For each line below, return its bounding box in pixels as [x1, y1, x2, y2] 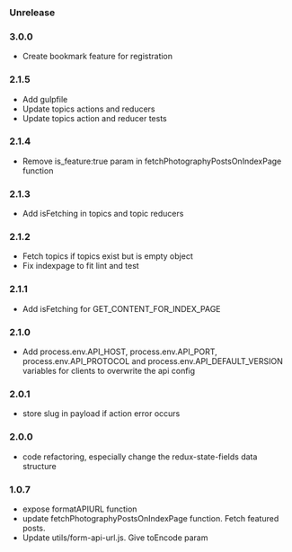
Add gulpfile [22, 93, 68, 104]
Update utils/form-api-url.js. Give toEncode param [22, 532, 208, 543]
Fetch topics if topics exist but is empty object [22, 251, 193, 262]
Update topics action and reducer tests [22, 112, 168, 123]
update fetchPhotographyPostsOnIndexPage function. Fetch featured [22, 512, 279, 523]
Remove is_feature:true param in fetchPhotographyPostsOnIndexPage [22, 156, 282, 166]
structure [22, 460, 57, 471]
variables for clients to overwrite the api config [22, 366, 196, 376]
